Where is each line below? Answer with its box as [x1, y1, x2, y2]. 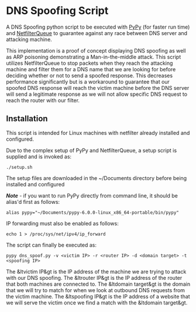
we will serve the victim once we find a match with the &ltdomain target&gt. [6, 299, 188, 306]
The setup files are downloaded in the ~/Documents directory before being [6, 174, 187, 182]
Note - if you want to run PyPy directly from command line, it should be [6, 192, 178, 199]
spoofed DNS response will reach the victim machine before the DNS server [6, 84, 190, 91]
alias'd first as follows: [6, 198, 60, 205]
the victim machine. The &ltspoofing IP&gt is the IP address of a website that [6, 293, 190, 300]
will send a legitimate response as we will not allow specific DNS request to [6, 91, 188, 98]
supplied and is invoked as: [6, 153, 72, 160]
